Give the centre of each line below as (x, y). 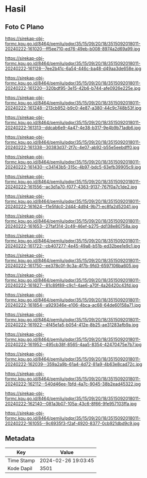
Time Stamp (21, 461)
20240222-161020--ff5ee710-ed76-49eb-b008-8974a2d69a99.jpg (73, 49)
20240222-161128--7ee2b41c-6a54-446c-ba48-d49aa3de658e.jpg (73, 68)
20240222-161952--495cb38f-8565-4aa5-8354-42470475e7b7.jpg (73, 345)
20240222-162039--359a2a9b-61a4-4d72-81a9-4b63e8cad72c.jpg (73, 364)
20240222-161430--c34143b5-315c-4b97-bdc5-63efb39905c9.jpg (73, 167)
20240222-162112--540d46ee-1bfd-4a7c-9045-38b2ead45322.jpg (73, 384)
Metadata (20, 438)
